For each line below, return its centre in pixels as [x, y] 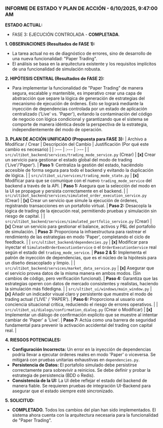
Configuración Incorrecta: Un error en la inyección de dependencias [81, 349]
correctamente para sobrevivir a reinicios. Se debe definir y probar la [81, 370]
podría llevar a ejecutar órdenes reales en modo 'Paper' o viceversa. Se [84, 355]
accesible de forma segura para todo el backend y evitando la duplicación [79, 170]
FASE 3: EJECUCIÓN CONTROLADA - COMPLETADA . [66, 35]
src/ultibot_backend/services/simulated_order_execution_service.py [76, 196]
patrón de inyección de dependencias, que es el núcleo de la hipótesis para [81, 258]
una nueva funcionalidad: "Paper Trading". [54, 59]
